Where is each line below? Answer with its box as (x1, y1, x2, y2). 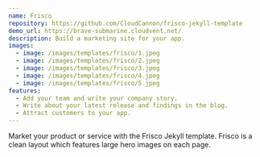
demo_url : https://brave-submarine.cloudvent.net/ (8, 27, 182, 35)
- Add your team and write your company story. (15, 94, 179, 102)
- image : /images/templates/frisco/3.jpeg (15, 64, 160, 72)
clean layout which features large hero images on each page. (8, 140, 211, 149)
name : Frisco (8, 11, 52, 20)
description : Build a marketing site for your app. (8, 34, 185, 43)
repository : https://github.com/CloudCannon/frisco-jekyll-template (8, 19, 243, 27)
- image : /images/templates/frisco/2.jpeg (15, 57, 160, 65)
